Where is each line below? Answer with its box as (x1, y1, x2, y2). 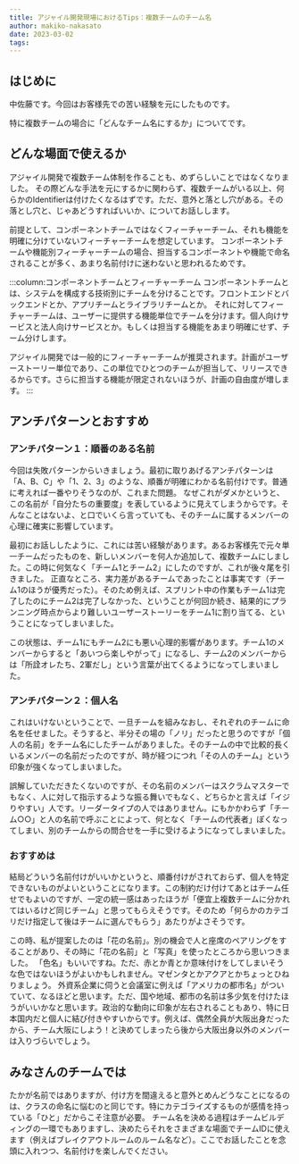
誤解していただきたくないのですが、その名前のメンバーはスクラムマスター (9, 780, 283, 791)
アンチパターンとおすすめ (9, 414, 150, 429)
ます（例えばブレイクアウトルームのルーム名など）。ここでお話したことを (9, 1134, 278, 1144)
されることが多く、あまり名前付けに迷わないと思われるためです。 (9, 257, 251, 268)
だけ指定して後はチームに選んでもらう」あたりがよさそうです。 (16, 917, 250, 927)
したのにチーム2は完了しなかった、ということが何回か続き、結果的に (16, 595, 272, 606)
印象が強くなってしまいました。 (9, 761, 127, 772)
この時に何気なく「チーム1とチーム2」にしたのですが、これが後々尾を (24, 562, 283, 573)
